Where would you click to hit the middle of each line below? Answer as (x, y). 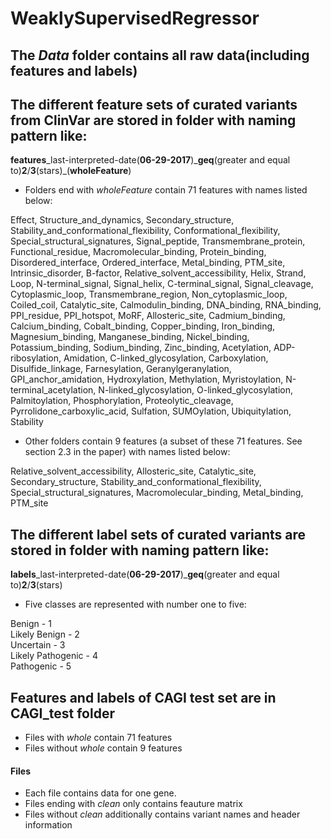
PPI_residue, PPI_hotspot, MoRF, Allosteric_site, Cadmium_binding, (148, 316)
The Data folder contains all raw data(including (160, 55)
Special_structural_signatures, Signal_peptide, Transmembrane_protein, (158, 241)
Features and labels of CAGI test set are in (143, 697)
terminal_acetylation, (53, 390)
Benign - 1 (31, 624)
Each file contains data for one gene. (100, 793)
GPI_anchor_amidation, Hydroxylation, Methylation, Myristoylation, (147, 379)
